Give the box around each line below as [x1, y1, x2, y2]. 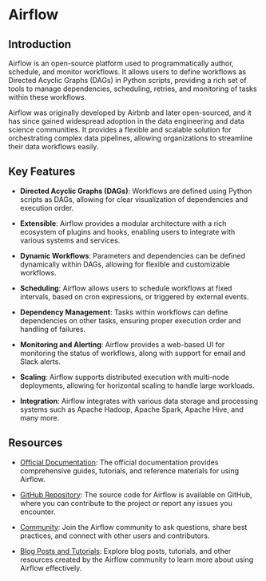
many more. [19, 413, 60, 422]
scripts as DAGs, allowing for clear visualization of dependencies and [19, 194, 248, 204]
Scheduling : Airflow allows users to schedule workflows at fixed [19, 283, 232, 293]
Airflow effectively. [19, 563, 82, 572]
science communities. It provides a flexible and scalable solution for [8, 125, 232, 134]
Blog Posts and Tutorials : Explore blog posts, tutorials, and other [19, 546, 232, 555]
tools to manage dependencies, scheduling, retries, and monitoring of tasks [8, 84, 257, 93]
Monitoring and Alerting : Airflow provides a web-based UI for [19, 339, 225, 349]
